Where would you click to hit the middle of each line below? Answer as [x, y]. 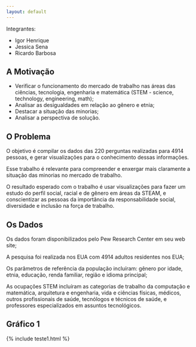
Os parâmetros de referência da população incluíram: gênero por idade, [95, 269]
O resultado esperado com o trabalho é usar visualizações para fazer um [96, 187]
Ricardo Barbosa [35, 53]
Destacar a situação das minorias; [57, 112]
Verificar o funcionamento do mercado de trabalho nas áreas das [95, 86]
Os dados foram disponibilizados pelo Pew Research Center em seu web [96, 239]
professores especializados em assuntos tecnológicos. [74, 306]
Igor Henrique [32, 40]
